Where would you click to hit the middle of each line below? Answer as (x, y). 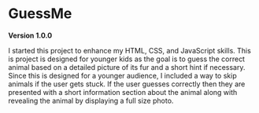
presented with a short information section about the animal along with (123, 92)
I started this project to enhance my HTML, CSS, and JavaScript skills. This (130, 50)
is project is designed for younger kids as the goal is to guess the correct (127, 59)
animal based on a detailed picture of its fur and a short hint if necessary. (127, 67)
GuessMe (40, 14)
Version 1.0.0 (30, 35)
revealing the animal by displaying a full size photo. (91, 100)
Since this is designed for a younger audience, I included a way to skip (123, 75)
